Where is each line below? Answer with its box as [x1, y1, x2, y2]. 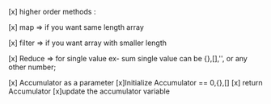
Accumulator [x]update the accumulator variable [8, 86, 170, 96]
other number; [8, 62, 57, 72]
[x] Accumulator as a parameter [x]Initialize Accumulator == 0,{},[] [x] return [8, 78, 263, 87]
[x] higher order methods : [8, 7, 96, 16]
